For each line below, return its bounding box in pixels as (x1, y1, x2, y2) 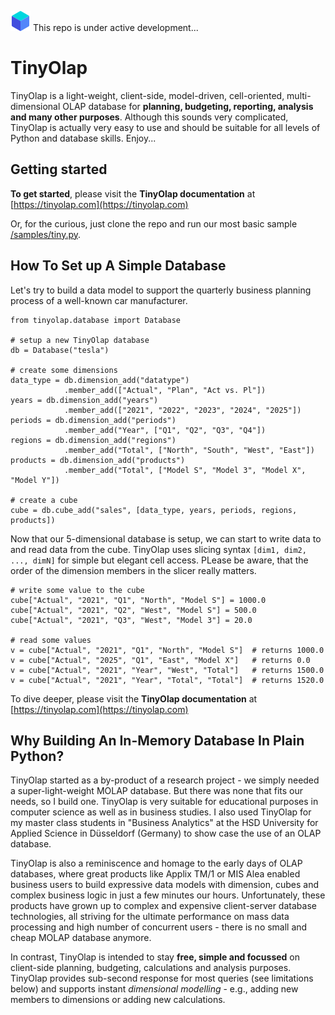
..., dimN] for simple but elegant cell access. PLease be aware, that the (10, 554, 309, 566)
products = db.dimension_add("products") (10, 455, 186, 465)
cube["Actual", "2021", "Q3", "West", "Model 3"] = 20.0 (10, 615, 253, 625)
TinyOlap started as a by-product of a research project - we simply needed (10, 774, 320, 786)
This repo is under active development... (32, 22, 199, 33)
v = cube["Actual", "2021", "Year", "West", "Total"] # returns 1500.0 (10, 665, 325, 675)
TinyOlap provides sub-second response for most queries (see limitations (10, 972, 314, 985)
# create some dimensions (10, 365, 118, 375)
